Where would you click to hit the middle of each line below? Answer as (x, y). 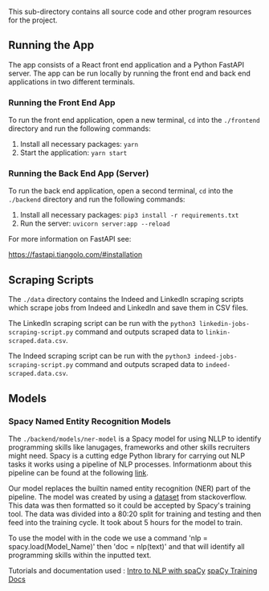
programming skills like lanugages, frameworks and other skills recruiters (129, 447)
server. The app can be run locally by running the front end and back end (130, 73)
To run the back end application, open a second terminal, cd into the (121, 191)
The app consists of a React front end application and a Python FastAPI (126, 64)
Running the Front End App (62, 102)
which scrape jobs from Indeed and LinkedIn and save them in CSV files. (128, 308)
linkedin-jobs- (225, 324)
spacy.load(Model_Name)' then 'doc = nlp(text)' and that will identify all (126, 546)
